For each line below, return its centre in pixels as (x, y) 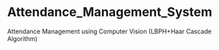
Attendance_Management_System (110, 12)
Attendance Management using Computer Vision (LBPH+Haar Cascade (109, 31)
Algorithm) (23, 38)
